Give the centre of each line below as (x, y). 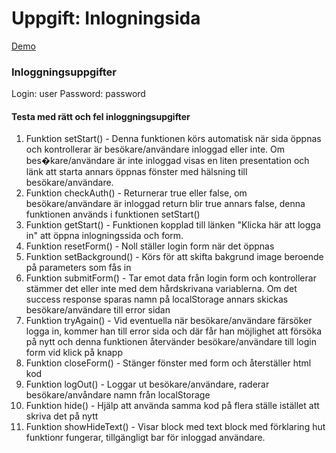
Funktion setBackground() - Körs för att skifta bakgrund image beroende (174, 257)
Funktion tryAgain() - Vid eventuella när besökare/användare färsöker (169, 321)
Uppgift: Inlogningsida (106, 18)
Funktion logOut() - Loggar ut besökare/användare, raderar (147, 384)
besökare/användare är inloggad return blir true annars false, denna (165, 204)
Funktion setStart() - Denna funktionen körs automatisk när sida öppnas (173, 139)
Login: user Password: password (78, 94)
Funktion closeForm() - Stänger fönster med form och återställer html (168, 363)
